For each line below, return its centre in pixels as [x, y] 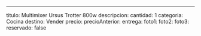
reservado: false [26, 28]
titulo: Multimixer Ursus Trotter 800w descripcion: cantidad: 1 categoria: [95, 15]
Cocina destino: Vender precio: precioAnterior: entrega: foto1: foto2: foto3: [98, 22]
